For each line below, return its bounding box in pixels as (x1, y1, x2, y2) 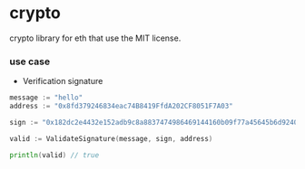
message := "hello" (9, 93, 84, 102)
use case (9, 55, 51, 68)
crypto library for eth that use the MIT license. (9, 33, 182, 43)
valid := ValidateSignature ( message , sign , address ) (9, 134, 213, 143)
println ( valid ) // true (9, 150, 100, 160)
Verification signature (22, 76, 103, 87)
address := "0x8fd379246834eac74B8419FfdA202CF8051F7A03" (9, 102, 233, 111)
